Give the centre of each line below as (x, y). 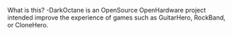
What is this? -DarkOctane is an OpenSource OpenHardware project (107, 10)
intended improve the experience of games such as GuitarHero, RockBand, (117, 17)
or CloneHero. (28, 25)
